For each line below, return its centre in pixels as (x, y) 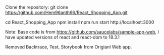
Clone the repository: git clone (37, 7)
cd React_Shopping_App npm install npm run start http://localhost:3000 (80, 22)
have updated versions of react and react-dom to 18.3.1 (63, 37)
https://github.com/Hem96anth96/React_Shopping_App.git (66, 12)
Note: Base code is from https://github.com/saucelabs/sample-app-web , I (82, 32)
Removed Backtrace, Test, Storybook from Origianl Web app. (69, 47)
